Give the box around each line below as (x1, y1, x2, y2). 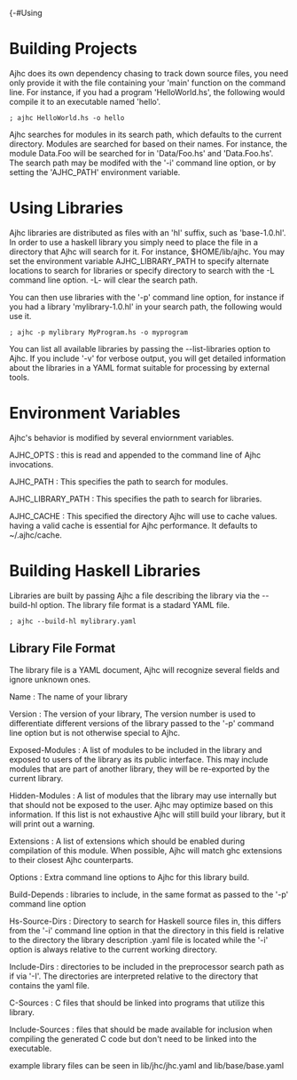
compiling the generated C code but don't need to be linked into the (9, 1033, 257, 1044)
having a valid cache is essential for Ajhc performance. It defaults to (9, 520, 258, 531)
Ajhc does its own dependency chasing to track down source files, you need (9, 68, 289, 78)
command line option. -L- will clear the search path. (9, 275, 198, 285)
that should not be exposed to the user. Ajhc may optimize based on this (9, 799, 273, 810)
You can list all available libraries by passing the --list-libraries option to (9, 343, 270, 354)
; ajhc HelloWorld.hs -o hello (9, 113, 125, 123)
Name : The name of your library (9, 691, 129, 701)
